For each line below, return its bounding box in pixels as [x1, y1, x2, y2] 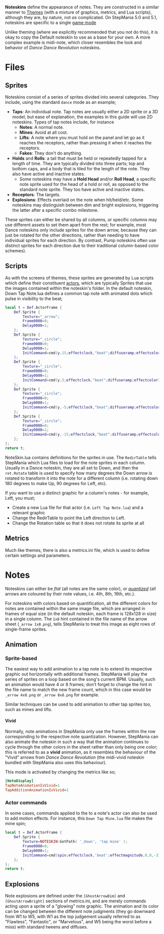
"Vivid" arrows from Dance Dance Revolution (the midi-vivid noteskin [5, 754, 144, 760]
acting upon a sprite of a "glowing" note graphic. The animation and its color [5, 903, 159, 909]
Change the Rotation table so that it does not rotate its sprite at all [12, 520, 144, 526]
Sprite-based [5, 655, 38, 662]
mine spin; [5, 821, 26, 827]
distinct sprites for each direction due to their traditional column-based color [5, 243, 159, 248]
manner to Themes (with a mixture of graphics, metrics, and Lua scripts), [5, 9, 152, 15]
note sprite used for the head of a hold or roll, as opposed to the [19, 182, 149, 187]
